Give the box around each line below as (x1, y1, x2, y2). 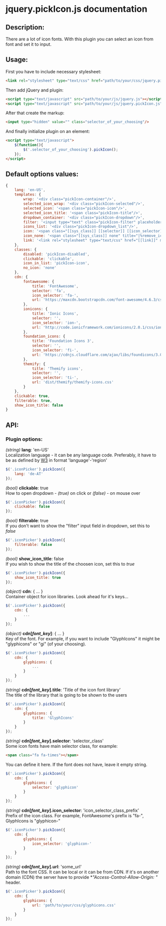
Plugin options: (5, 436, 43, 443)
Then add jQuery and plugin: (5, 87, 64, 93)
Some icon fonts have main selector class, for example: (5, 743, 118, 749)
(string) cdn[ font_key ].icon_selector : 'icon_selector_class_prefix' (5, 807, 139, 813)
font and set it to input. (5, 41, 52, 47)
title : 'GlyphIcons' (32, 715, 74, 720)
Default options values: (5, 170, 79, 178)
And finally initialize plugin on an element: (5, 128, 90, 134)
